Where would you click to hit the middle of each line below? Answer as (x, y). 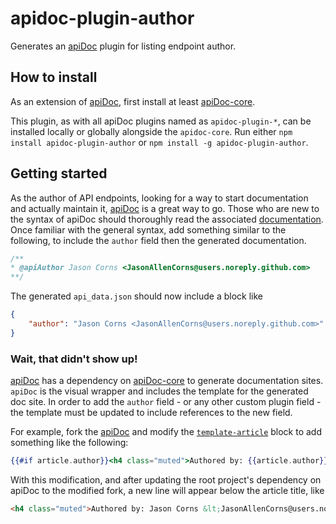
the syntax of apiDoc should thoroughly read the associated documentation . (167, 219)
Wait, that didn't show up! (74, 359)
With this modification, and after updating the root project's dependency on (166, 479)
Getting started (59, 173)
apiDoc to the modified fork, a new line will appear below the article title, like (167, 490)
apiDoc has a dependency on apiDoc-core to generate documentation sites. (167, 381)
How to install (54, 77)
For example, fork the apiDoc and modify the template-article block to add (166, 432)
